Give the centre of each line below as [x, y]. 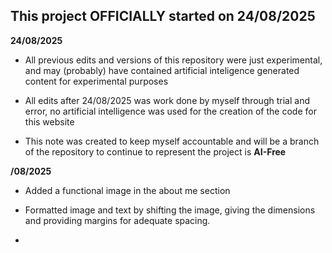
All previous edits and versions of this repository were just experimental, [173, 60]
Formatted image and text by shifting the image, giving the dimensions [170, 210]
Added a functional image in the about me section [127, 190]
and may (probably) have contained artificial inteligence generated [162, 70]
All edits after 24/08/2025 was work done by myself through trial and [167, 100]
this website [49, 121]
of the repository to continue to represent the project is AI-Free [155, 151]
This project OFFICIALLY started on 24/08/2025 [163, 16]
